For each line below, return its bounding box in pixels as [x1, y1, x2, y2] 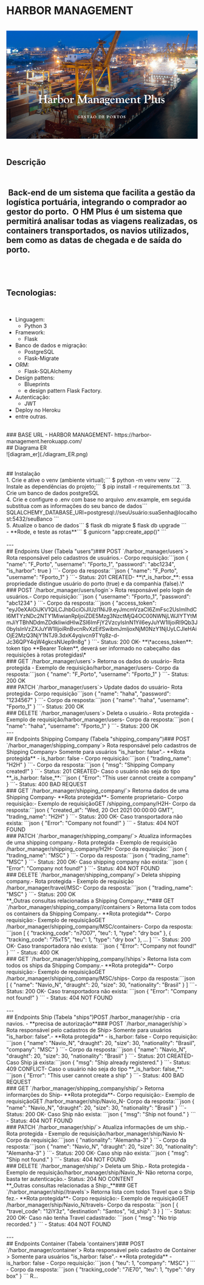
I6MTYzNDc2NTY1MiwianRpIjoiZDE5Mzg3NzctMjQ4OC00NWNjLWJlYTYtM [6, 612, 197, 619]
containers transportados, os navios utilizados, [6, 225, 189, 236]
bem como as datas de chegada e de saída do [6, 235, 182, 245]
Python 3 [24, 322, 47, 329]
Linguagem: [15, 315, 46, 323]
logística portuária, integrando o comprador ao [6, 197, 187, 207]
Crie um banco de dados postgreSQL [6, 489, 100, 496]
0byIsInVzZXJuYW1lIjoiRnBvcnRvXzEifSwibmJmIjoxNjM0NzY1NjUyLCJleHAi [6, 625, 197, 632]
